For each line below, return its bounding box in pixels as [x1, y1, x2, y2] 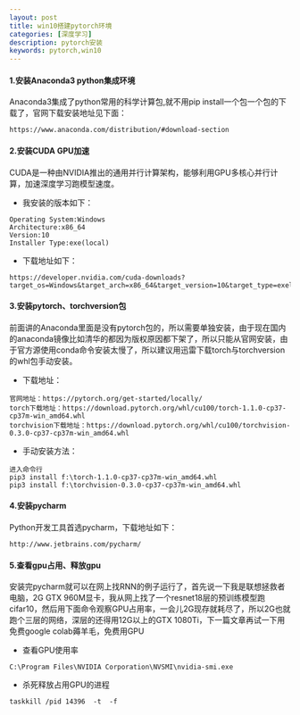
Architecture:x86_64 [9, 222, 87, 232]
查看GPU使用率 [21, 644, 79, 656]
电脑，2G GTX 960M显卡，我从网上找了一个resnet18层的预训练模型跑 [9, 593, 266, 603]
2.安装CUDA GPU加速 [9, 145, 90, 156]
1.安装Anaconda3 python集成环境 [9, 75, 136, 86]
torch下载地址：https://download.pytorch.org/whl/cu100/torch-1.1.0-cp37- [9, 403, 287, 412]
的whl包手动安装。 [9, 355, 78, 366]
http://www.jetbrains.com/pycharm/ [9, 539, 142, 549]
